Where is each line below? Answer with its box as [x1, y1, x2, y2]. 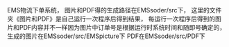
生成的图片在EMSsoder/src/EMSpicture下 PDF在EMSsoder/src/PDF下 [7, 32, 206, 40]
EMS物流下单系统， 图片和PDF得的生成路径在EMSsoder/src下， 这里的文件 [7, 6, 222, 14]
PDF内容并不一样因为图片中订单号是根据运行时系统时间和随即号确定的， [19, 23, 226, 31]
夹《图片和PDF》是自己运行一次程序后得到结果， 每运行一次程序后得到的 [7, 15, 216, 23]
